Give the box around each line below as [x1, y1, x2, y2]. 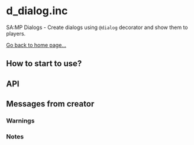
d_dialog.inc [6, 4, 68, 18]
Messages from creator [6, 99, 95, 109]
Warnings [6, 117, 35, 125]
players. [6, 30, 26, 37]
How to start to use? [6, 59, 82, 69]
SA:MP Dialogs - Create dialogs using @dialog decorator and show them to [6, 24, 188, 31]
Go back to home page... [6, 41, 67, 49]
